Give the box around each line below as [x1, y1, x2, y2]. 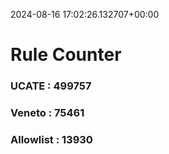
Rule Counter [10, 44, 122, 66]
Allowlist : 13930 [10, 132, 93, 146]
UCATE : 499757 [10, 79, 92, 93]
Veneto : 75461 [10, 106, 85, 120]
